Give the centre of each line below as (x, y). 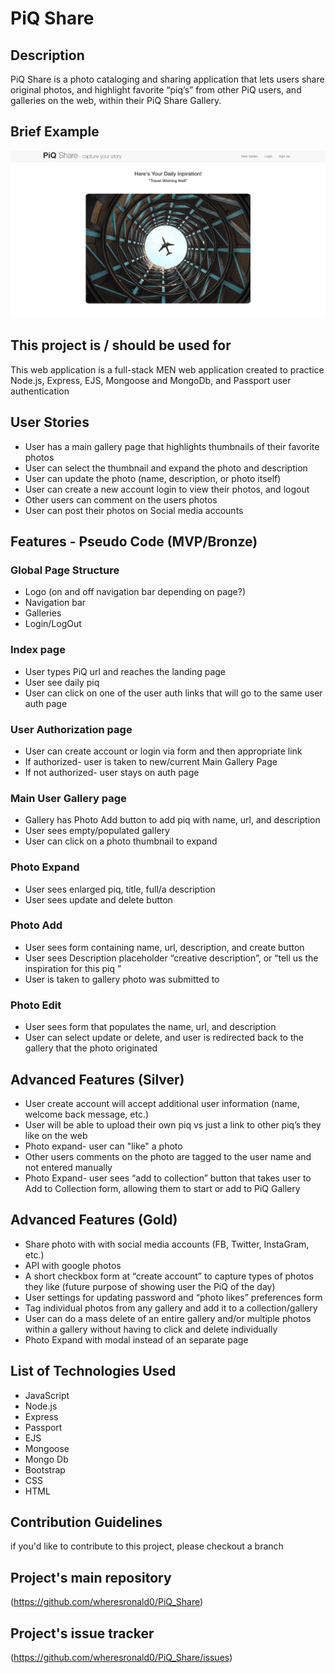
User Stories (50, 422)
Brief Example (55, 132)
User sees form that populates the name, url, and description (150, 1027)
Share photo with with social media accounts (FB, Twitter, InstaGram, (167, 1244)
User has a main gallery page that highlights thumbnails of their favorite (172, 446)
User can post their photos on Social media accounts (134, 510)
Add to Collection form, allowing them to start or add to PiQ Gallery (162, 1188)
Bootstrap (45, 1469)
